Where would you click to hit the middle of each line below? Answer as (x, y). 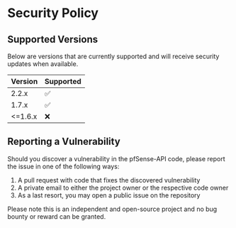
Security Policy (53, 13)
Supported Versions (52, 39)
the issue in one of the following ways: (63, 166)
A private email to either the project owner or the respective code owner (123, 188)
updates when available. (43, 64)
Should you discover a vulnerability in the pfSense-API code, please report (116, 158)
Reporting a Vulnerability (64, 142)
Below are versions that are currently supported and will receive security (113, 56)
